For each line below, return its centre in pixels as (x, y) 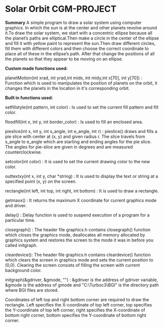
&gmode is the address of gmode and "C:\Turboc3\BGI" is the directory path (82, 285)
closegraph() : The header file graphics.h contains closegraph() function (78, 229)
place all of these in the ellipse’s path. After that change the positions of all (80, 54)
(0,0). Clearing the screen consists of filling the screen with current (72, 265)
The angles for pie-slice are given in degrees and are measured (69, 147)
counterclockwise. (24, 152)
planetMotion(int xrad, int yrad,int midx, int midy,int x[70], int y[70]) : (74, 78)
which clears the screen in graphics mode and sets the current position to (79, 260)
